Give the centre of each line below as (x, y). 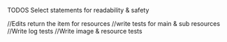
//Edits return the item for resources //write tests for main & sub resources (114, 23)
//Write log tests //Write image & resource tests (75, 31)
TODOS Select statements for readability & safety (78, 10)
